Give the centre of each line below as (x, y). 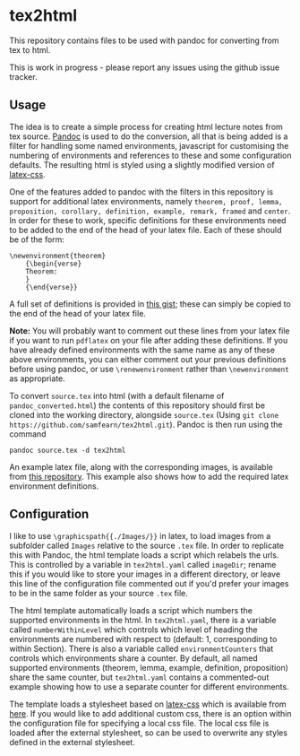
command (28, 434)
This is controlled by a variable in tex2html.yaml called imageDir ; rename (143, 564)
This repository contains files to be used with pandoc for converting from (144, 40)
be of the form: (37, 239)
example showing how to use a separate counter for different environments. (149, 686)
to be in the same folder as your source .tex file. (99, 593)
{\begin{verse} (54, 264)
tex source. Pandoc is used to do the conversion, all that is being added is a (149, 136)
